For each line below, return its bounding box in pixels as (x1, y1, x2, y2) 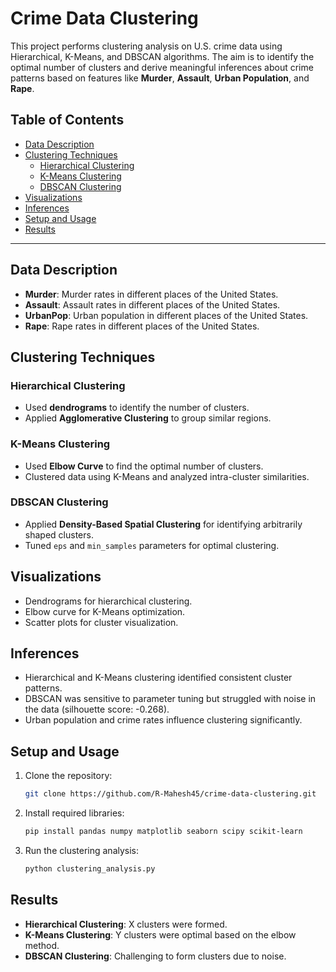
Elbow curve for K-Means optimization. (24, 605, 186, 617)
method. (24, 939, 60, 951)
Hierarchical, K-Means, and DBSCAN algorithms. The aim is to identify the (10, 50, 315, 62)
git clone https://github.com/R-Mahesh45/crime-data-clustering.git (24, 789, 317, 799)
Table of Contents (10, 112, 125, 129)
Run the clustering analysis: (24, 845, 140, 857)
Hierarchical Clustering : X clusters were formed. (24, 918, 228, 930)
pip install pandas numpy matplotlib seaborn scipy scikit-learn (24, 827, 303, 837)
